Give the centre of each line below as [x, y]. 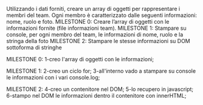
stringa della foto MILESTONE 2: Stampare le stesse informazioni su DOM [98, 41]
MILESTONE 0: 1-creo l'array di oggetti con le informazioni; [80, 59]
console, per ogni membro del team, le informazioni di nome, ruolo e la [95, 35]
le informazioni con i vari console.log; [53, 77]
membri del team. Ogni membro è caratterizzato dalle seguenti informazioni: [102, 15]
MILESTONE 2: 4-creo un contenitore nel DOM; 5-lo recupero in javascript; [100, 89]
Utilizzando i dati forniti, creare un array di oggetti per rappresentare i [93, 9]
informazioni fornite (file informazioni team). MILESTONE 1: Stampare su [96, 28]
